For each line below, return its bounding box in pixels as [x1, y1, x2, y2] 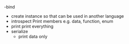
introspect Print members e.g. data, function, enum [11, 19, 113, 24]
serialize [11, 29, 28, 34]
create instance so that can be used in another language [11, 13, 124, 19]
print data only [18, 33, 48, 39]
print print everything [11, 23, 54, 29]
